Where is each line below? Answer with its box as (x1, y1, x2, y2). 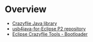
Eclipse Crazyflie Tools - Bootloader (12, 31, 88, 37)
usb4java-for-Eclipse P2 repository (12, 25, 86, 31)
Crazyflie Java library (12, 20, 57, 26)
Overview (5, 4, 47, 15)
